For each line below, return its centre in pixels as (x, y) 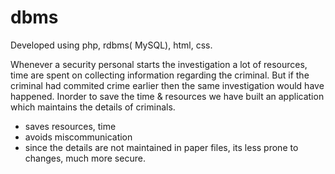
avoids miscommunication (78, 137)
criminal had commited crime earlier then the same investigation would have (167, 85)
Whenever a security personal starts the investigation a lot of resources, (159, 64)
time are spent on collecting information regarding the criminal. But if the (160, 75)
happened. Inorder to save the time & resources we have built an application (167, 96)
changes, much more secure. (85, 158)
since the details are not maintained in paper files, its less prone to (161, 147)
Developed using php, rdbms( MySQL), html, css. (111, 45)
